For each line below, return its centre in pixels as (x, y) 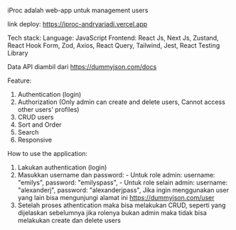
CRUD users (36, 117)
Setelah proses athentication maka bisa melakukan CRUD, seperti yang (122, 205)
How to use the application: (47, 153)
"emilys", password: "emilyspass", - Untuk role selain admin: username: (123, 182)
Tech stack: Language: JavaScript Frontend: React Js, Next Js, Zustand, (113, 38)
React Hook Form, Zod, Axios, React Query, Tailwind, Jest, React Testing (114, 45)
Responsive (34, 140)
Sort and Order (39, 125)
